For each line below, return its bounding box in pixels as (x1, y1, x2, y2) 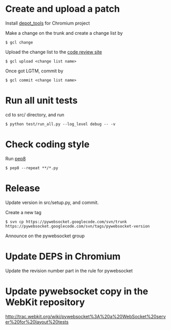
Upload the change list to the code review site (5, 49, 102, 55)
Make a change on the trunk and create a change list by (5, 30, 123, 36)
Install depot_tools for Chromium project (5, 20, 90, 26)
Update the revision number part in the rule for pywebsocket (5, 267, 133, 274)
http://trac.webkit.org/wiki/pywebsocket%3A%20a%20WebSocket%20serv (5, 313, 166, 319)
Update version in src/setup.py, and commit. (5, 199, 99, 205)
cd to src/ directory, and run (5, 111, 65, 118)
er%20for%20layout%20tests (5, 319, 69, 325)
